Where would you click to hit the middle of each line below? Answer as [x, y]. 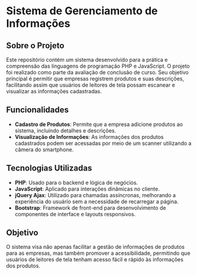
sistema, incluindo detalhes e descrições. [65, 130]
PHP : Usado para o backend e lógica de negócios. [76, 182]
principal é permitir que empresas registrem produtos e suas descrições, [95, 79]
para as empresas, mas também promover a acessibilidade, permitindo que [99, 253]
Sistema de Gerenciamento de [82, 11]
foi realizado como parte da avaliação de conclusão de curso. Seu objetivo [97, 72]
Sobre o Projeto [35, 45]
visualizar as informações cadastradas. [54, 91]
